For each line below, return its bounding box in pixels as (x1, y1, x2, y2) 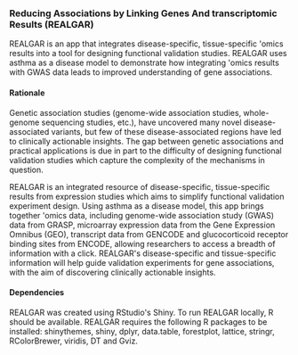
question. (9, 164, 44, 175)
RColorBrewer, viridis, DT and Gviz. (9, 335, 138, 346)
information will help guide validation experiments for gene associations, (9, 257, 275, 268)
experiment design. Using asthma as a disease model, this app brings (9, 200, 264, 211)
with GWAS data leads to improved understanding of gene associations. (9, 67, 273, 78)
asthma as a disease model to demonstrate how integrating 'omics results (9, 57, 280, 69)
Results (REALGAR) (9, 18, 94, 30)
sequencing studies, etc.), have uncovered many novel (41, 117, 242, 128)
